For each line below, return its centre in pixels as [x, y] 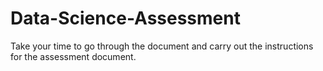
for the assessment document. [73, 56]
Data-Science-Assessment [125, 18]
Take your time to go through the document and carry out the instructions [162, 46]
